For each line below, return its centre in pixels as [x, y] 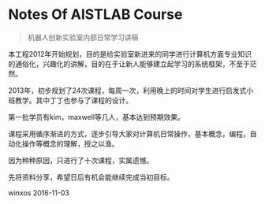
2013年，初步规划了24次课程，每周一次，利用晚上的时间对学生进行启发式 [127, 90]
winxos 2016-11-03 [39, 193]
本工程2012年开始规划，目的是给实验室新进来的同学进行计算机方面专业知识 [130, 54]
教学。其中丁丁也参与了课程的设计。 [73, 100]
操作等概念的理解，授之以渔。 [70, 143]
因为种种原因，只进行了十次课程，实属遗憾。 [81, 160]
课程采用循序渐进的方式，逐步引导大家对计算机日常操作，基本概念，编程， [129, 134]
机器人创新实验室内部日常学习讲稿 [83, 37]
